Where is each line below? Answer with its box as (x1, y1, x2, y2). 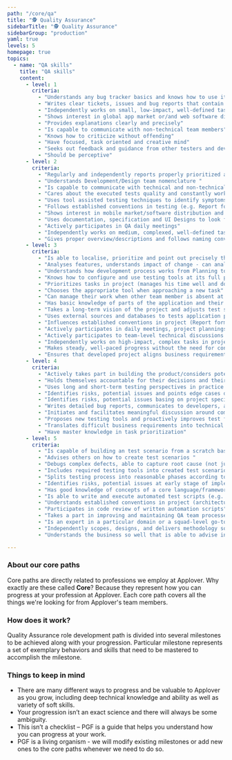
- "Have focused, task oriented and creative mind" (37, 139, 190, 146)
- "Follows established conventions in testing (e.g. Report (37, 203, 217, 210)
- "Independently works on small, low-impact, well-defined (37, 107, 215, 114)
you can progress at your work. (17, 730, 107, 739)
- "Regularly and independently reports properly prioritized (37, 171, 221, 178)
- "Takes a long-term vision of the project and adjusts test (37, 306, 221, 314)
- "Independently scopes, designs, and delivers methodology (37, 525, 217, 532)
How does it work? (7, 615, 71, 625)
